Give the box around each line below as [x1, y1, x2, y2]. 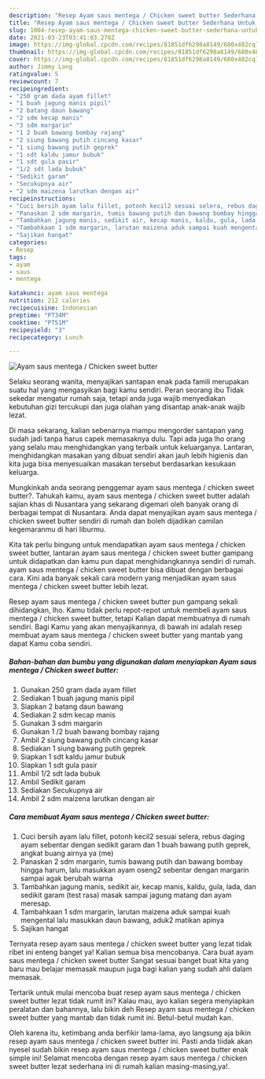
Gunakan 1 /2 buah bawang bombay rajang [20, 727, 160, 736]
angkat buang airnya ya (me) [20, 848, 114, 858]
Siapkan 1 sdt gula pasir [20, 761, 98, 770]
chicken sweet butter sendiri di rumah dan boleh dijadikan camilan [9, 517, 223, 526]
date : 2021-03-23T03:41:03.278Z [9, 33, 115, 42]
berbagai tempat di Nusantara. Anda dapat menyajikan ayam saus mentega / [9, 508, 258, 517]
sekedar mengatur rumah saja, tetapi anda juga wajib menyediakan [9, 394, 226, 403]
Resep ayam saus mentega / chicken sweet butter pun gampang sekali [9, 597, 238, 606]
